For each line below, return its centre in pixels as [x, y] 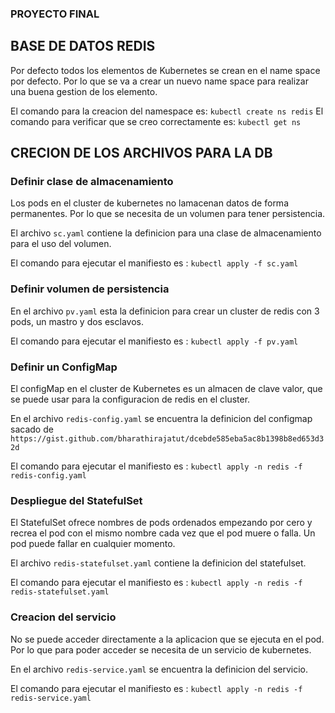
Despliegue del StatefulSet [76, 500]
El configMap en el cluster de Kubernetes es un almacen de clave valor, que [166, 389]
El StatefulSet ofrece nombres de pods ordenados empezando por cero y [161, 523]
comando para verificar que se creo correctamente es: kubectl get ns [156, 121]
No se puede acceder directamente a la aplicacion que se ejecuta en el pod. [167, 639]
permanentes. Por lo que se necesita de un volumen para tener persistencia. [168, 214]
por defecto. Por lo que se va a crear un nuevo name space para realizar [159, 81]
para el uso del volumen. [61, 244]
